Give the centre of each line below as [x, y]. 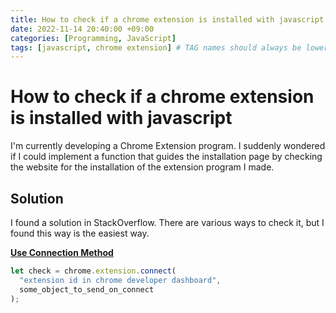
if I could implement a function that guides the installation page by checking [166, 157]
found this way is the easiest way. [80, 233]
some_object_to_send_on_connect [87, 289]
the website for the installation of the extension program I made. [142, 167]
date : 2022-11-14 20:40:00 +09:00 [82, 29]
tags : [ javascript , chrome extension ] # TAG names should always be [156, 47]
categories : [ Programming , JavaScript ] [93, 38]
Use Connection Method [62, 252]
